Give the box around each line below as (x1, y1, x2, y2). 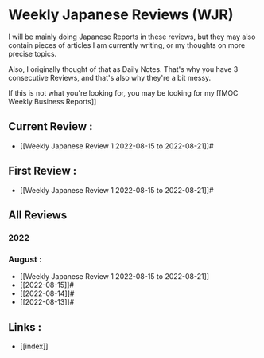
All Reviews (8, 208, 68, 222)
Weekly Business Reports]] (8, 96, 97, 106)
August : (8, 254, 42, 265)
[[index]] (19, 341, 49, 351)
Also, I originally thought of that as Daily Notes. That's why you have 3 (8, 64, 239, 73)
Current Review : (8, 120, 93, 133)
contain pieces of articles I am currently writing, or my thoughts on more (8, 40, 246, 49)
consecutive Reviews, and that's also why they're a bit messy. (8, 73, 212, 82)
